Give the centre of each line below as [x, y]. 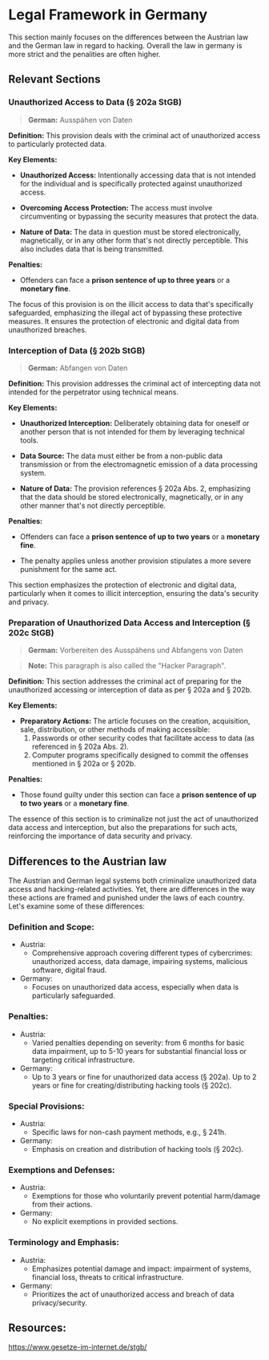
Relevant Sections [54, 79]
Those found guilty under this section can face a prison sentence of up [138, 795]
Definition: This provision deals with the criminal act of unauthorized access [134, 135]
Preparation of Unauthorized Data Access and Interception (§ [129, 623]
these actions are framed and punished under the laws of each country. [126, 898]
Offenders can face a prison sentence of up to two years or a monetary [140, 537]
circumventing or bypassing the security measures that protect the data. [139, 216]
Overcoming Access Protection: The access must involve [116, 207]
